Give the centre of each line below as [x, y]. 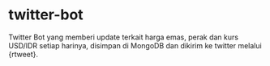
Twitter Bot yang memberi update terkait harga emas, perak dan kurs [124, 37]
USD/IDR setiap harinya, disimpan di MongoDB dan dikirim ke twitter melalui [135, 45]
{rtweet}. [24, 54]
